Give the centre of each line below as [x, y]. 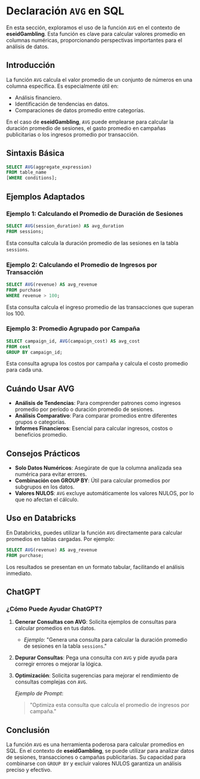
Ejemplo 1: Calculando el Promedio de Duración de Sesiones [95, 214]
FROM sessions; [25, 231]
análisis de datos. [28, 47]
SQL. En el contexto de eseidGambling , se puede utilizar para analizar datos [100, 751]
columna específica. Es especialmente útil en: [62, 86]
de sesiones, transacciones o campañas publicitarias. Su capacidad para [96, 757]
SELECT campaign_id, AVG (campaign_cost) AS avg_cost [73, 341]
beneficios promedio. [41, 435]
